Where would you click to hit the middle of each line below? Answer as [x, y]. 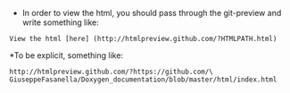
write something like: [61, 22]
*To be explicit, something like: [66, 55]
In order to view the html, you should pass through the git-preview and [152, 13]
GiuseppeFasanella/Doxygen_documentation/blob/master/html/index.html [143, 80]
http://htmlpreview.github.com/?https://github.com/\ [112, 72]
